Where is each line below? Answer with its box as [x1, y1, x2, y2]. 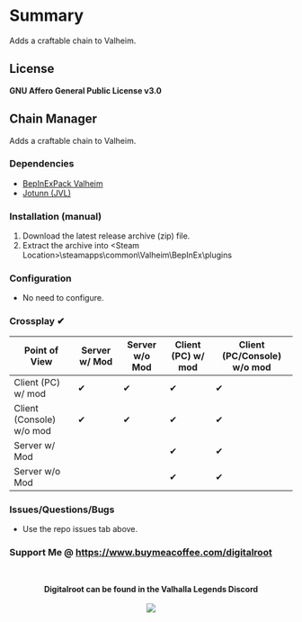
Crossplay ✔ [9, 315, 66, 328]
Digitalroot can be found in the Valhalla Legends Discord [43, 584, 259, 595]
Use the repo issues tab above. [22, 524, 138, 535]
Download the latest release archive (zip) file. [22, 230, 191, 241]
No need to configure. [22, 293, 104, 303]
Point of [23, 344, 59, 356]
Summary [9, 5, 84, 26]
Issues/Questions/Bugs [9, 503, 115, 516]
